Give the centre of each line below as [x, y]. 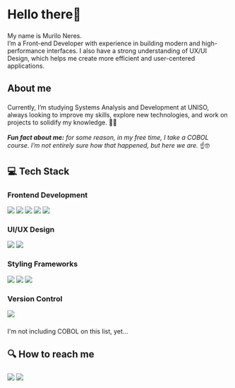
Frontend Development [48, 195]
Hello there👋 [44, 14]
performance [26, 51]
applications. [26, 66]
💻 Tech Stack [38, 171]
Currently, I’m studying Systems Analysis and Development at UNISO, [108, 107]
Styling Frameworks [43, 264]
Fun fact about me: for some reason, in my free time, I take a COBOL [108, 138]
